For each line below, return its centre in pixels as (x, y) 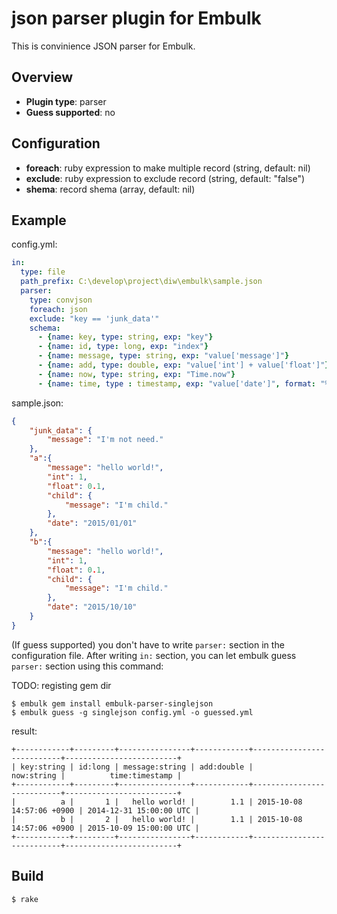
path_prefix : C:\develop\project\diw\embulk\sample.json (141, 282)
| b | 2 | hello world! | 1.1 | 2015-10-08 (157, 819)
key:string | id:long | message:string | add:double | (137, 767)
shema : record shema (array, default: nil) (110, 189)
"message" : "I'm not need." (105, 440)
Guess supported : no (70, 112)
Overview (42, 77)
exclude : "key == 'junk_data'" (94, 318)
